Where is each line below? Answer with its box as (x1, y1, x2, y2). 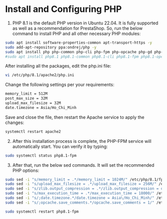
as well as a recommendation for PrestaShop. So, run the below (12, 25, 143, 31)
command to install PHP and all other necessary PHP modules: (12, 30, 141, 36)
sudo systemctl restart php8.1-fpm (5, 209, 79, 214)
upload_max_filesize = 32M (5, 101, 61, 106)
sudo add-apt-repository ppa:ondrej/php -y (5, 45, 97, 50)
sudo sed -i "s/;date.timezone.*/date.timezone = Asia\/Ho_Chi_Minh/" (5, 196, 155, 201)
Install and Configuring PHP (5, 3, 122, 15)
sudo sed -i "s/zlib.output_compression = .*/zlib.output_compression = (5, 186, 159, 191)
